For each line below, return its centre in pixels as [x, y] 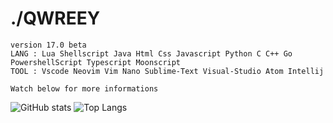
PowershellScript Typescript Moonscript [96, 62]
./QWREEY [55, 18]
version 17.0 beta [48, 45]
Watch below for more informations [84, 88]
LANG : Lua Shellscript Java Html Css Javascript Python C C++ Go [151, 53]
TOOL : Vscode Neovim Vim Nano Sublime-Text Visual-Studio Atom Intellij [167, 71]
